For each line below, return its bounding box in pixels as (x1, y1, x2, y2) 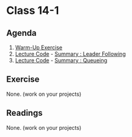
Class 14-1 (6, 4, 59, 18)
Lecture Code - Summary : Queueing (15, 57, 108, 64)
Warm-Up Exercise (15, 44, 62, 51)
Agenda (6, 28, 37, 38)
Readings (6, 108, 43, 118)
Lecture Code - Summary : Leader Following (15, 50, 126, 58)
